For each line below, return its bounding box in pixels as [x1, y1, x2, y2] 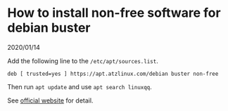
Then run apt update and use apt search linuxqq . [7, 82, 153, 91]
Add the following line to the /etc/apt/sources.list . [7, 56, 158, 65]
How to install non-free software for [7, 5, 221, 21]
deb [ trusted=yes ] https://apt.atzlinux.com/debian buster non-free [7, 70, 219, 77]
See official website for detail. [7, 96, 94, 105]
